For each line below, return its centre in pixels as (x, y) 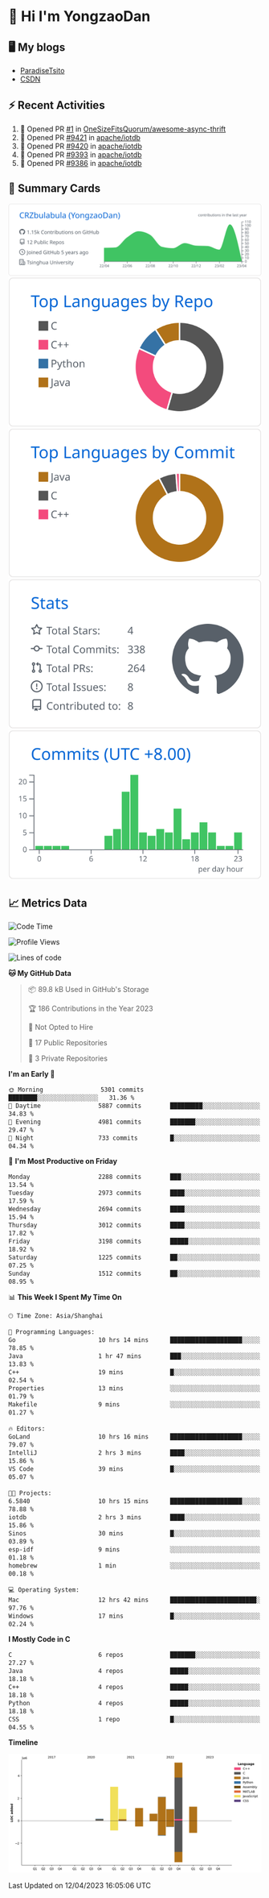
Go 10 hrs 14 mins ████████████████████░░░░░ (134, 1340)
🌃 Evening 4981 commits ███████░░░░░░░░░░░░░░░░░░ (134, 1122)
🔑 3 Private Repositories (68, 1058)
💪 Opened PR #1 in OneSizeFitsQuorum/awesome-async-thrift (123, 129)
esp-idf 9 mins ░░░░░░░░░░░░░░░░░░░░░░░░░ (134, 1550)
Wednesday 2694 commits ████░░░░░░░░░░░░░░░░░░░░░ (134, 1209)
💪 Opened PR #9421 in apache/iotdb (80, 137)
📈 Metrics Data (48, 903)
